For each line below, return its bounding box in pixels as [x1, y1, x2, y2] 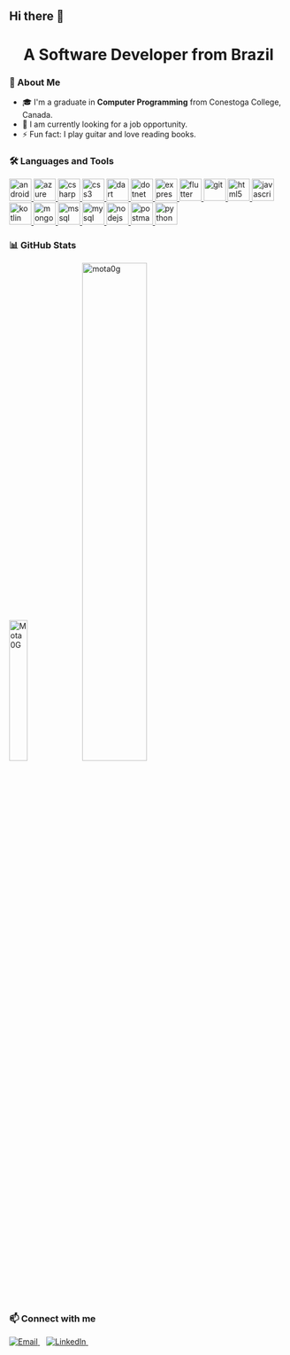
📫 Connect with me [9, 1312, 96, 1325]
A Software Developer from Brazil [23, 44, 274, 65]
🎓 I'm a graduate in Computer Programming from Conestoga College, [21, 97, 281, 107]
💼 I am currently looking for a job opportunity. [21, 119, 188, 129]
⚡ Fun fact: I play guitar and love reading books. [21, 128, 196, 139]
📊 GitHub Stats [9, 239, 77, 252]
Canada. [21, 109, 53, 120]
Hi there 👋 [9, 9, 65, 24]
